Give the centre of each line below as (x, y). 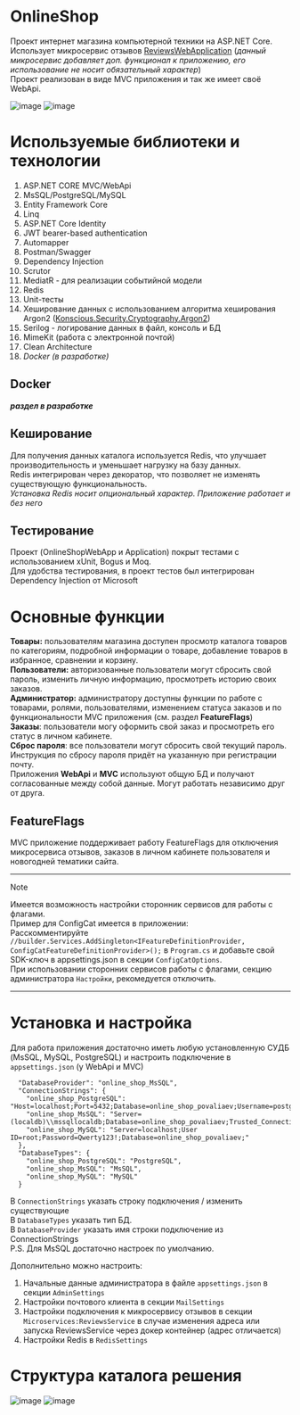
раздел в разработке (52, 405)
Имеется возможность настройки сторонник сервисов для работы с (142, 905)
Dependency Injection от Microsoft (74, 581)
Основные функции (88, 616)
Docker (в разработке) (66, 356)
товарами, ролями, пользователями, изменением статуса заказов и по (146, 707)
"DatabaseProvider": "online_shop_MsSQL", (98, 1083)
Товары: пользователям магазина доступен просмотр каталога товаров (149, 641)
